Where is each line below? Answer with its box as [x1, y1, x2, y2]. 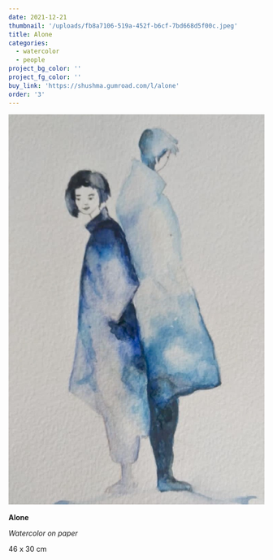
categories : [8, 39, 49, 47]
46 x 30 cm [8, 544, 47, 553]
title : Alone [8, 30, 53, 38]
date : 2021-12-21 [8, 13, 67, 21]
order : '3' [8, 90, 45, 98]
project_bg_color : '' [8, 65, 82, 73]
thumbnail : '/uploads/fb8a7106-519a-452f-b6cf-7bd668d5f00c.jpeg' [8, 21, 238, 30]
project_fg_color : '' [8, 73, 82, 81]
